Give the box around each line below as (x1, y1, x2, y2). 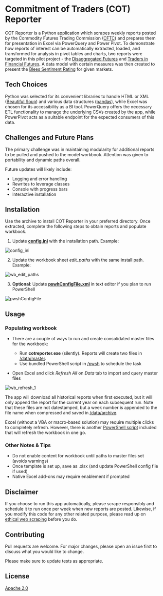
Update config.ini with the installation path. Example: (12, 238, 119, 244)
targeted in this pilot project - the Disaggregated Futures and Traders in (5, 56, 148, 62)
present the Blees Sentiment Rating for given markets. (5, 66, 113, 72)
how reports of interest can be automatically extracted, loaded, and (5, 45, 140, 51)
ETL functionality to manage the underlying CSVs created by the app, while (5, 109, 156, 115)
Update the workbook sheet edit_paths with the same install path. (12, 257, 144, 263)
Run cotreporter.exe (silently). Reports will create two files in (19, 350, 142, 356)
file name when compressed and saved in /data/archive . (5, 410, 118, 416)
